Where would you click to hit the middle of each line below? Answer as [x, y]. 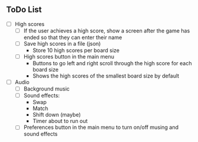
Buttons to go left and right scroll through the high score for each [112, 63]
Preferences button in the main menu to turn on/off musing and [101, 127]
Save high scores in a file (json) [62, 43]
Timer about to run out [60, 121]
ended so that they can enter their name [73, 37]
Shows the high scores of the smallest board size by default [106, 76]
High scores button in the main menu [69, 57]
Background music [47, 89]
